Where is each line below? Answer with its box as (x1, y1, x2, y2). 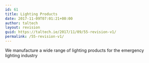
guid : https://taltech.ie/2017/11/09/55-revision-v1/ (5, 30, 117, 34)
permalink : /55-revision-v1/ (5, 34, 64, 39)
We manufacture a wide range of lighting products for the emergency (5, 47, 145, 53)
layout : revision (5, 25, 40, 30)
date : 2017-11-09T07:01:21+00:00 (5, 16, 73, 21)
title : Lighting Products (5, 12, 57, 16)
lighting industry (5, 52, 38, 58)
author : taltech (5, 20, 38, 26)
